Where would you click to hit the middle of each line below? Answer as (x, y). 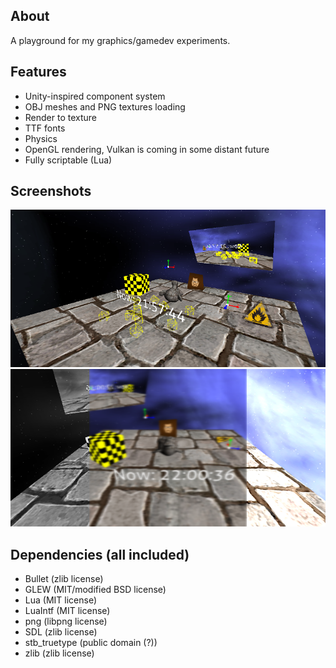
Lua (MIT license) (60, 600)
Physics (41, 138)
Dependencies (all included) (100, 554)
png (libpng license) (66, 621)
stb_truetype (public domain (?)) (91, 643)
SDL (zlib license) (61, 632)
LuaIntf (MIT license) (67, 611)
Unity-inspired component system (95, 96)
